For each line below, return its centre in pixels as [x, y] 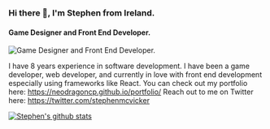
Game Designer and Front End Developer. [80, 32]
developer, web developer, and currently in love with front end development [135, 75]
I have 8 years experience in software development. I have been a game [129, 66]
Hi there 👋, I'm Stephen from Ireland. [82, 13]
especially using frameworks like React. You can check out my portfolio [128, 84]
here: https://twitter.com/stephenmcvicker [79, 101]
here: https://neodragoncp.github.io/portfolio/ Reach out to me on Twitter [131, 92]
